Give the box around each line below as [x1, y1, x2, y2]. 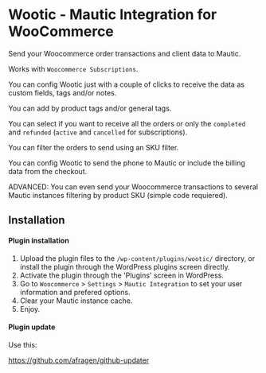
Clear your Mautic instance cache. [19, 296, 133, 305]
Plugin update [8, 322, 56, 332]
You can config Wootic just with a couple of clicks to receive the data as [8, 80, 245, 89]
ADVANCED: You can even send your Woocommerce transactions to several [8, 181, 259, 192]
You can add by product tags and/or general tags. [8, 103, 172, 113]
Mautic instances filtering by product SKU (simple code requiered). [8, 190, 229, 200]
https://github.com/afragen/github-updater [8, 356, 150, 365]
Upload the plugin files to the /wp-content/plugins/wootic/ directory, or [19, 253, 256, 263]
